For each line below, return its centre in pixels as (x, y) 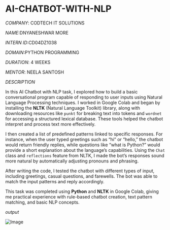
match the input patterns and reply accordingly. (55, 181)
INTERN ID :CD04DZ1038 (31, 42)
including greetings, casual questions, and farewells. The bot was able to (81, 176)
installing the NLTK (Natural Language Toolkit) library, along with (73, 108)
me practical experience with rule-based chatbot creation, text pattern (79, 196)
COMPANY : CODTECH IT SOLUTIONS (45, 23)
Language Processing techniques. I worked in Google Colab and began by (83, 103)
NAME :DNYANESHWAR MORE (37, 32)
